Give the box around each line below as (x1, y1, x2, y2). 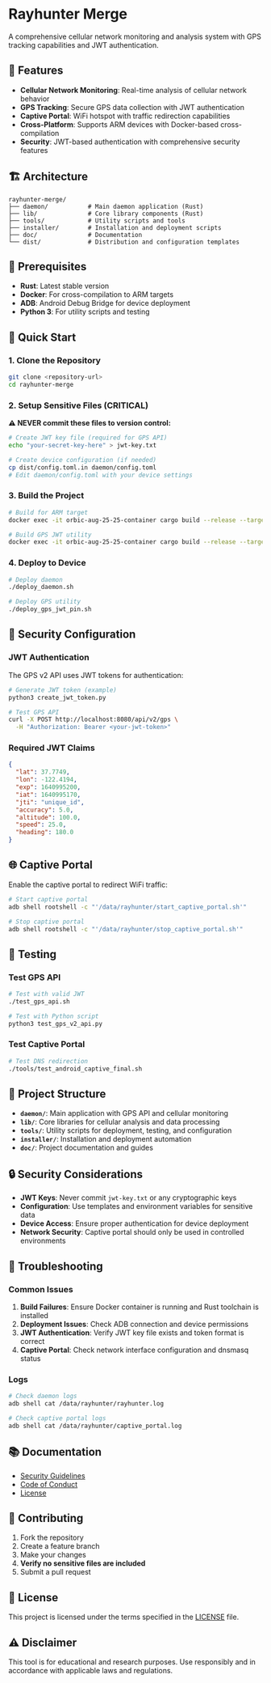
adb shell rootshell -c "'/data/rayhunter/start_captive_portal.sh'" (8, 903, 248, 911)
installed (19, 1310, 48, 1320)
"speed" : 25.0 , (15, 820, 67, 829)
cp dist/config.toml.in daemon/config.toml (8, 463, 157, 472)
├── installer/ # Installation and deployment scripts (8, 223, 222, 231)
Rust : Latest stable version (19, 281, 110, 291)
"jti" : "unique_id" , (15, 798, 85, 806)
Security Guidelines (19, 1470, 86, 1481)
